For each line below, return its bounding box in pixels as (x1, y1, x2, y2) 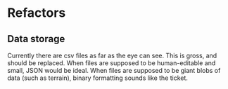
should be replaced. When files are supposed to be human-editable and (7, 59, 216, 67)
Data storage (7, 33, 65, 45)
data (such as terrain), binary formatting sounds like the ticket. (7, 74, 189, 82)
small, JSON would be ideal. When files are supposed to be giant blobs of (7, 67, 221, 74)
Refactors (7, 5, 66, 21)
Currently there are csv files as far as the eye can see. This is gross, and (7, 51, 217, 60)
